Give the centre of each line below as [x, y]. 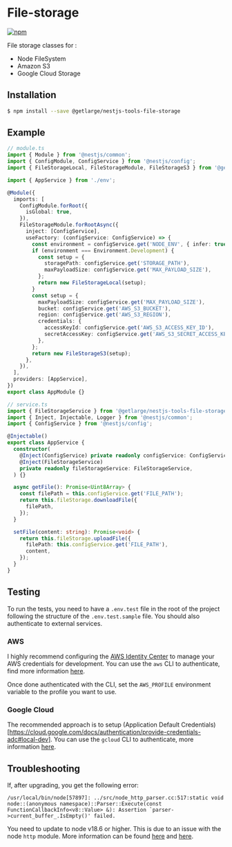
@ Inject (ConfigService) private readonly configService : [103, 455]
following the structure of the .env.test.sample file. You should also [104, 616]
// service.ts [28, 404]
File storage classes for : [42, 45]
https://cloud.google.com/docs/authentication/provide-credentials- [105, 732]
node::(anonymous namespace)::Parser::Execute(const [85, 804]
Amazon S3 [33, 66]
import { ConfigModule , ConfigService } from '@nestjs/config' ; [101, 161]
